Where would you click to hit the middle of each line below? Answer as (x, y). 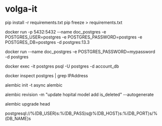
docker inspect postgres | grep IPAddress (47, 75)
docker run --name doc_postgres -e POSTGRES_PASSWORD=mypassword (80, 52)
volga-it (21, 9)
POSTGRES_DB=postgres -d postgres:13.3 (47, 42)
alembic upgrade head (27, 104)
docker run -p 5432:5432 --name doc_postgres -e (56, 32)
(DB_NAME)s (18, 118)
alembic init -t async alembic (34, 85)
